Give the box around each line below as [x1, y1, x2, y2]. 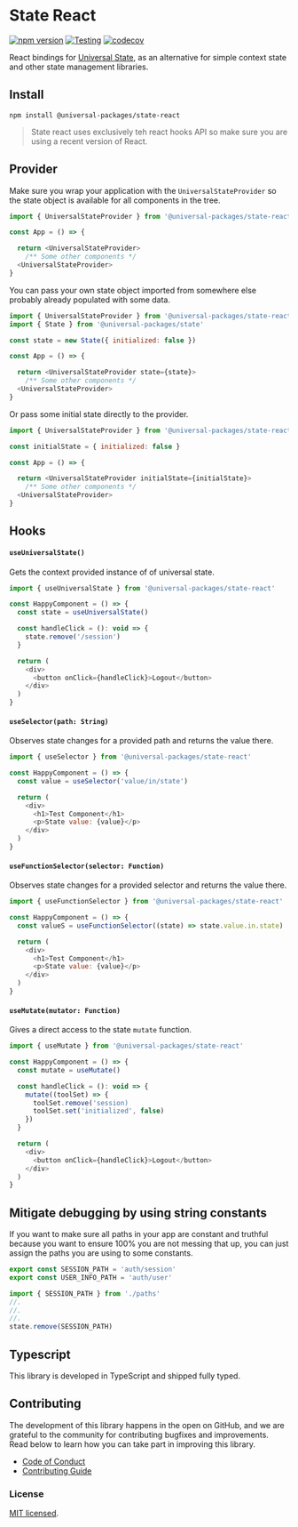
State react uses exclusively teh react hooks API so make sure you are [30, 126, 288, 137]
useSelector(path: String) [9, 717, 109, 726]
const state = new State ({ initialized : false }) [9, 335, 197, 345]
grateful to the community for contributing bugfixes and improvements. [9, 1429, 269, 1440]
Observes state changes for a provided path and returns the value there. [9, 735, 274, 746]
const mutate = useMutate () [17, 1065, 122, 1074]
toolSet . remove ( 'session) [32, 1098, 129, 1107]
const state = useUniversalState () [17, 608, 149, 617]
